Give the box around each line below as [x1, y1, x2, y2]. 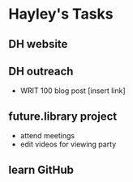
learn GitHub [8, 163, 75, 176]
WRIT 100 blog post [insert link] [19, 86, 126, 95]
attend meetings [19, 131, 75, 141]
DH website [8, 37, 68, 51]
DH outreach [8, 64, 74, 78]
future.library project [8, 109, 118, 123]
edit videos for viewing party [19, 139, 117, 150]
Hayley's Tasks [8, 5, 114, 23]
